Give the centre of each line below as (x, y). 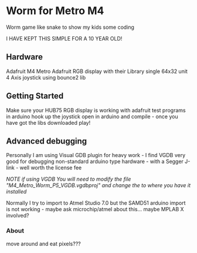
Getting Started (35, 96)
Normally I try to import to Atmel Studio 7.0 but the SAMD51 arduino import (96, 203)
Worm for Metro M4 (55, 11)
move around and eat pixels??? (43, 244)
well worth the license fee (51, 168)
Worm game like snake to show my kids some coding (70, 27)
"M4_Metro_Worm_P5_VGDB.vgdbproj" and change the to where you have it (98, 185)
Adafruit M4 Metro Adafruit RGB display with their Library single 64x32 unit (97, 71)
